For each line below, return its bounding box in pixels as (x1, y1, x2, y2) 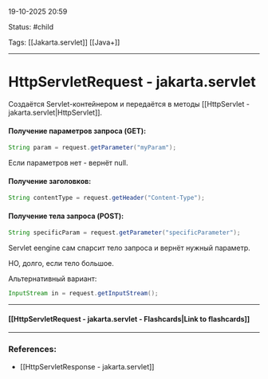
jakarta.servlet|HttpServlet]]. (8, 107, 102, 117)
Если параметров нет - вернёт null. (8, 158, 128, 168)
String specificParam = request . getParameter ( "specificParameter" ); (8, 229, 241, 237)
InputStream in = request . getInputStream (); (8, 290, 159, 298)
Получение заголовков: (8, 176, 92, 186)
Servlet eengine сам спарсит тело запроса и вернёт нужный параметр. (8, 243, 251, 253)
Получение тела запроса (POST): (8, 211, 124, 221)
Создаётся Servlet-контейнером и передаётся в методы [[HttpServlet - (8, 99, 250, 108)
